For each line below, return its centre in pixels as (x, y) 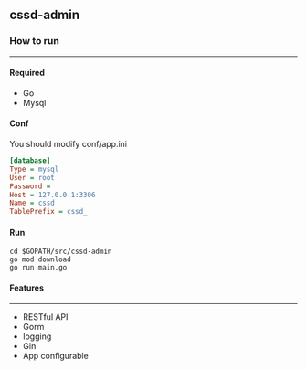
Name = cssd (32, 203)
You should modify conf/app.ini (69, 144)
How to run (34, 41)
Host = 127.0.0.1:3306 (53, 195)
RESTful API (45, 317)
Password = (30, 186)
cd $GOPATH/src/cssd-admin (61, 252)
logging (37, 336)
